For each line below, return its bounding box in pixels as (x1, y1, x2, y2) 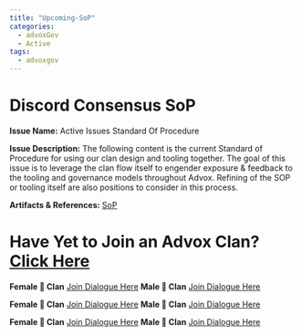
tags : (9, 47, 30, 57)
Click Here (9, 251, 90, 272)
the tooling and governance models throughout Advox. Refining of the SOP (9, 172, 291, 183)
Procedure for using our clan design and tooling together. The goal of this (9, 152, 286, 163)
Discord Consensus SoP (9, 95, 196, 116)
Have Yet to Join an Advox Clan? (9, 232, 260, 252)
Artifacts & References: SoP (9, 199, 118, 210)
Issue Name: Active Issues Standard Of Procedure (9, 125, 200, 136)
